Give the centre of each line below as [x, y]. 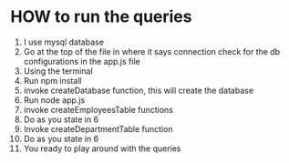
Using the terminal [58, 71]
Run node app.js [54, 100]
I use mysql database [63, 42]
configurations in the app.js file [82, 61]
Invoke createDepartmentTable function [98, 128]
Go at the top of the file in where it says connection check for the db [152, 51]
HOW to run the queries [101, 17]
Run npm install [52, 80]
